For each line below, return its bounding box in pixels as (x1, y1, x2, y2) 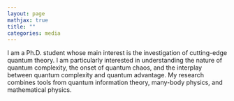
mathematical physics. (7, 86, 72, 94)
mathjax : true (7, 17, 49, 24)
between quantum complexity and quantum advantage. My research (7, 71, 205, 79)
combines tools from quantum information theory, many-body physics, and (7, 78, 224, 87)
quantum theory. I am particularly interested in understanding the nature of (7, 56, 222, 65)
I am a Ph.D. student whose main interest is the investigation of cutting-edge (7, 49, 228, 57)
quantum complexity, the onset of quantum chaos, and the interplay (7, 63, 203, 72)
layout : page (7, 10, 45, 17)
